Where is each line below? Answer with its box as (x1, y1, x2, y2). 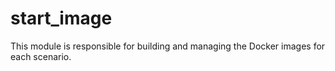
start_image (10, 7, 113, 30)
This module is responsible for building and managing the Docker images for (10, 40, 326, 52)
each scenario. (10, 50, 72, 62)
